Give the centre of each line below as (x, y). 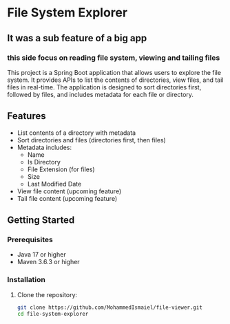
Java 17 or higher (42, 255)
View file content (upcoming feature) (69, 191)
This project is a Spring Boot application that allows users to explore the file (114, 72)
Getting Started (41, 220)
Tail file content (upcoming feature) (67, 198)
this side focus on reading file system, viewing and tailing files (114, 58)
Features (27, 116)
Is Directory (44, 162)
